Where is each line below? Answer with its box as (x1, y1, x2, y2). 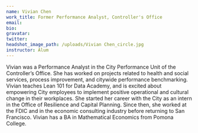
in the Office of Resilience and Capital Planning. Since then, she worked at (6, 101, 187, 108)
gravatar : (6, 31, 31, 37)
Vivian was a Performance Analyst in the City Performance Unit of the (6, 63, 176, 70)
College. (6, 119, 27, 127)
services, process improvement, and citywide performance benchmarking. (6, 76, 188, 83)
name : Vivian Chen (6, 8, 51, 15)
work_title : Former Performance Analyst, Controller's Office (6, 14, 163, 20)
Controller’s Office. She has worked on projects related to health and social (6, 69, 189, 77)
